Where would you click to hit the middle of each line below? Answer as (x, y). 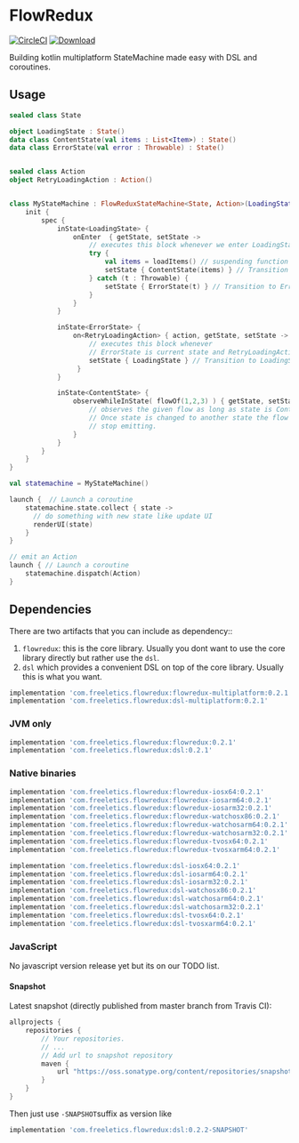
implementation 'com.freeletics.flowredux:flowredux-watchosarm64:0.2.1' (149, 825)
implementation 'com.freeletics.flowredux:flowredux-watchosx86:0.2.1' (145, 817)
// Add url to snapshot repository (107, 1055)
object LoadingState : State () (67, 131)
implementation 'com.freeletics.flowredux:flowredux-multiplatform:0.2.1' (151, 693)
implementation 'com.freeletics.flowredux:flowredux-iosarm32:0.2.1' (141, 809)
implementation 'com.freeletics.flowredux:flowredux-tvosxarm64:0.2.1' (145, 849)
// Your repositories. (83, 1038)
